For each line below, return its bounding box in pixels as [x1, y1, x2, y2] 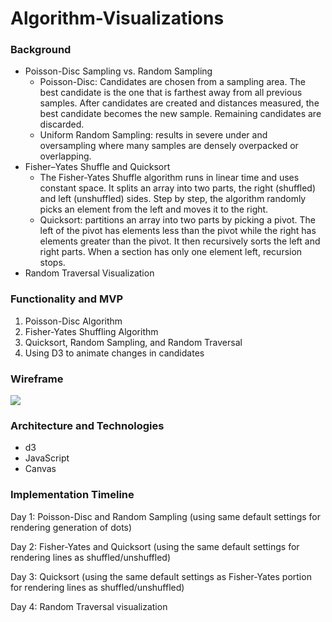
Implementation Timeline [10, 488, 135, 502]
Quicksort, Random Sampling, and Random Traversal [24, 336, 243, 348]
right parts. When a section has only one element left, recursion [39, 246, 303, 258]
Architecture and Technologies [10, 419, 165, 432]
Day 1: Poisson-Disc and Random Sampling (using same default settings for [10, 510, 321, 522]
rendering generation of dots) [10, 521, 133, 533]
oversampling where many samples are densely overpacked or [39, 140, 299, 152]
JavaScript [24, 452, 70, 464]
